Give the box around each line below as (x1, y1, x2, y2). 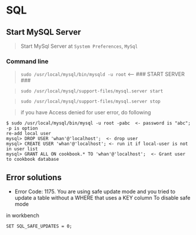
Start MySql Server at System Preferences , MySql (20, 42, 138, 49)
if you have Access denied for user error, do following (20, 109, 151, 116)
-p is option (6, 125, 38, 131)
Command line (6, 57, 49, 65)
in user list (6, 146, 38, 152)
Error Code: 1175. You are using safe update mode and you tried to (14, 188, 175, 195)
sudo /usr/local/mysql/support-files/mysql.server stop (20, 98, 161, 105)
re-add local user (6, 131, 51, 137)
